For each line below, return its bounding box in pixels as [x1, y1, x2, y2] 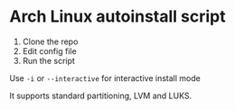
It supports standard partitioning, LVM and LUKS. [9, 90, 193, 101]
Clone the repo [22, 36, 79, 47]
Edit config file [22, 45, 77, 56]
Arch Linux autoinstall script [9, 6, 226, 27]
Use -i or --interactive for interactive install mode [9, 72, 201, 83]
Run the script [22, 55, 75, 66]
